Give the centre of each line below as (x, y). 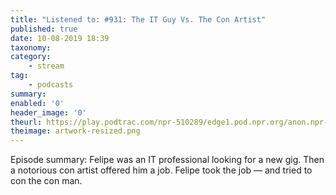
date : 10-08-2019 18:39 (60, 38)
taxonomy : (31, 47)
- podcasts (51, 85)
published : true (44, 29)
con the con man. (46, 181)
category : (31, 57)
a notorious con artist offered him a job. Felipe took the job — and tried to (161, 170)
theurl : (26, 122)
